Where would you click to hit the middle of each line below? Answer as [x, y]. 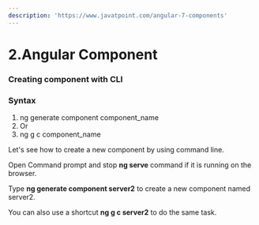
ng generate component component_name [89, 118]
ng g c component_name [60, 134]
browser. [23, 174]
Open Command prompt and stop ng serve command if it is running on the [130, 165]
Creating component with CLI [66, 79]
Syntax [22, 100]
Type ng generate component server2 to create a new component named [129, 189]
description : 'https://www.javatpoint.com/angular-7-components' [118, 15]
